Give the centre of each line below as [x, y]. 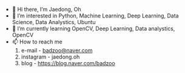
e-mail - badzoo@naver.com [57, 50]
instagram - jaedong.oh [50, 57]
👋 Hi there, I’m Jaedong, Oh [46, 9]
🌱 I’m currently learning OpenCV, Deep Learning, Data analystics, [93, 28]
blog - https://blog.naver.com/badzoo [68, 63]
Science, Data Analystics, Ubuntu [54, 22]
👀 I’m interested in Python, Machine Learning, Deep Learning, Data [95, 16]
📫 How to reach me [37, 42]
